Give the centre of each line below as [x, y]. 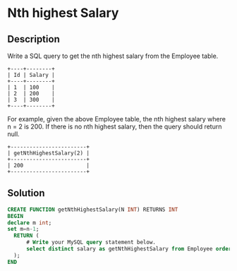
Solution [26, 193]
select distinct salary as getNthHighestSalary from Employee [119, 249]
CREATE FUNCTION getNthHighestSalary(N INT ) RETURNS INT [93, 210]
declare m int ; [30, 223]
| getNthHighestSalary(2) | [49, 153]
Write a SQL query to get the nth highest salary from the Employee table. [113, 56]
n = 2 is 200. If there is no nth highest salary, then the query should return [115, 126]
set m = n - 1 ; [23, 229]
